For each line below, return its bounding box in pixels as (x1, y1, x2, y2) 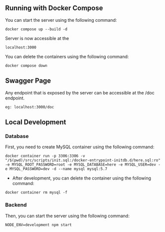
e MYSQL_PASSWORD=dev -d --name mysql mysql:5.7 (5, 167, 108, 172)
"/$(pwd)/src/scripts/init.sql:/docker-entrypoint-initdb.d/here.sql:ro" (5, 158, 161, 163)
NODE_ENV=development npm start (5, 222, 72, 227)
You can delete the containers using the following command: (5, 53, 129, 59)
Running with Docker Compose (5, 4, 103, 12)
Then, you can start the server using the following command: (5, 213, 130, 219)
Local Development (5, 118, 66, 127)
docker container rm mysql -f (5, 190, 68, 195)
